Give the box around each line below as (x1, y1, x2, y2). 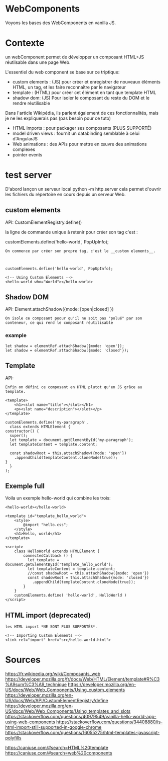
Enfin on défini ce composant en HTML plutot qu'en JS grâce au (5, 384, 142, 390)
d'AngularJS (12, 135, 38, 141)
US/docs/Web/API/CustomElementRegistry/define (5, 698, 109, 704)
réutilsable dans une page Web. (5, 59, 71, 65)
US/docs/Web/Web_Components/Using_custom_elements (5, 687, 125, 693)
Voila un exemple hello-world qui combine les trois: (5, 495, 111, 501)
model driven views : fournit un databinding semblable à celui (12, 130, 140, 136)
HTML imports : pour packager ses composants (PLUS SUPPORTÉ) (12, 125, 152, 131)
